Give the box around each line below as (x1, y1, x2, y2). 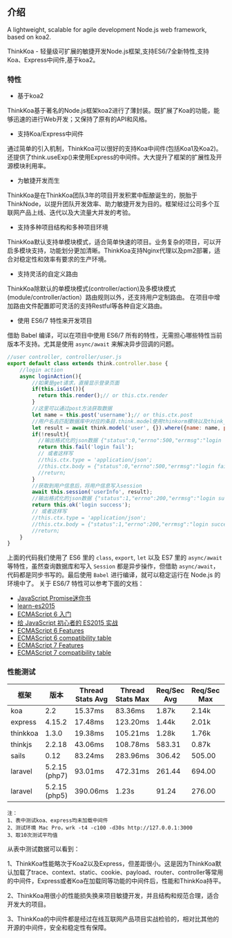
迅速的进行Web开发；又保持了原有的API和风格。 (12, 115, 151, 123)
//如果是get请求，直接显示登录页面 (32, 379, 119, 386)
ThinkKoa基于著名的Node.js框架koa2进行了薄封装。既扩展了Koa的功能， (7, 107, 214, 115)
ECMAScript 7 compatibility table (17, 649, 112, 657)
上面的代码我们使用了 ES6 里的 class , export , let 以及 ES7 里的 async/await (7, 553, 222, 562)
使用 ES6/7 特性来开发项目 (17, 317, 93, 325)
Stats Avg (75, 694, 108, 703)
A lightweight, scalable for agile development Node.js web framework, (7, 25, 207, 33)
